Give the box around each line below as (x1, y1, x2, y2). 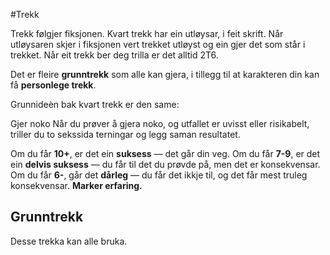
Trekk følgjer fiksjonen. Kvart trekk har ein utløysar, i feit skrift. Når (10, 28, 284, 39)
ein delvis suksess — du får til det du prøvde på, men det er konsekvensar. (10, 159, 321, 170)
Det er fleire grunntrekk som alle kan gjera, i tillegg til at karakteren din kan (10, 69, 320, 80)
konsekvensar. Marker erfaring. (10, 180, 143, 191)
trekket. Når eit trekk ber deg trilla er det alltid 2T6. (10, 49, 219, 61)
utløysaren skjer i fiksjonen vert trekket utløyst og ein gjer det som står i (10, 39, 306, 50)
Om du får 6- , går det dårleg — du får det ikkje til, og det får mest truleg (10, 169, 308, 181)
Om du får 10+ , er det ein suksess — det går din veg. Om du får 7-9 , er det (10, 148, 321, 159)
